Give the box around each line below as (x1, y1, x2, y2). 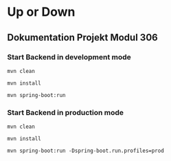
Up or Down (7, 4, 76, 20)
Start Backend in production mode (7, 107, 124, 117)
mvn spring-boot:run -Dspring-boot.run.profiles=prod (7, 147, 165, 155)
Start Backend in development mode (7, 52, 132, 62)
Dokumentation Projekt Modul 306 (7, 32, 158, 43)
